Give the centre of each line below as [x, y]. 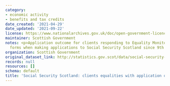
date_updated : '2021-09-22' [35, 29]
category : [16, 10]
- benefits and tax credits [35, 19]
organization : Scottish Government [43, 52]
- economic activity [27, 15]
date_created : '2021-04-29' [35, 24]
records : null [20, 62]
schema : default [22, 71]
